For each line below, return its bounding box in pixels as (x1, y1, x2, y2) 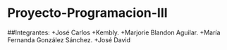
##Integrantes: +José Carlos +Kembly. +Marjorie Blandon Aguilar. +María (7, 28, 221, 37)
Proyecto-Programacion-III (7, 5, 168, 21)
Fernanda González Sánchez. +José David (7, 35, 131, 44)
